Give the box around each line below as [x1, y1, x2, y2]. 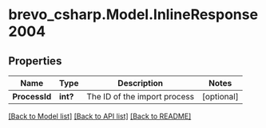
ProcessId [12, 91, 52, 102]
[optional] [201, 91, 239, 102]
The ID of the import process [86, 91, 194, 102]
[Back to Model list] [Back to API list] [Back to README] [8, 111, 192, 121]
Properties [8, 54, 62, 68]
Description [117, 78, 164, 88]
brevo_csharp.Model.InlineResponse [8, 6, 258, 24]
